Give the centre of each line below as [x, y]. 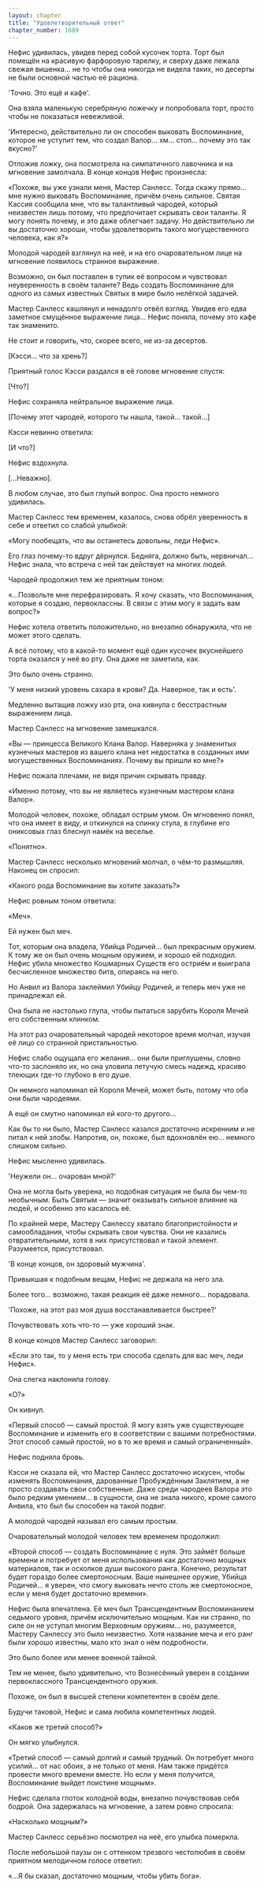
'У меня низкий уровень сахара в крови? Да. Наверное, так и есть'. [122, 690]
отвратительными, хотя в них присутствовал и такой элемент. [113, 1240]
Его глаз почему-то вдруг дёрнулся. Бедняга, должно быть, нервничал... [131, 556]
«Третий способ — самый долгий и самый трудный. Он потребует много [131, 1758]
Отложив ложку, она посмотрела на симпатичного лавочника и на [121, 164]
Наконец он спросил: [44, 870]
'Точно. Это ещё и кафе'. [49, 93]
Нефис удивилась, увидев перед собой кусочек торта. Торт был [116, 53]
